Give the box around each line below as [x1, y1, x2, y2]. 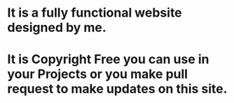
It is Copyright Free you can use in [7, 51, 209, 68]
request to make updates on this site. [7, 81, 228, 97]
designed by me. [7, 19, 106, 35]
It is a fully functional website [7, 5, 182, 21]
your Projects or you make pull [7, 66, 188, 82]
